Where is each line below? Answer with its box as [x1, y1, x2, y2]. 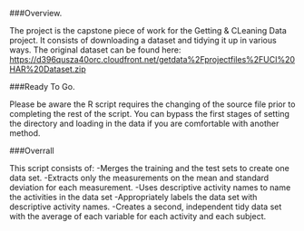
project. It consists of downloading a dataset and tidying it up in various [9, 35, 277, 45]
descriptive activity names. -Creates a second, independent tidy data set [9, 201, 282, 212]
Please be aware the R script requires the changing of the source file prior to [9, 99, 296, 110]
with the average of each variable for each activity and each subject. [9, 211, 267, 221]
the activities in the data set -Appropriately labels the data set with [9, 192, 258, 202]
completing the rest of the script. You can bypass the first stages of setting [9, 109, 290, 119]
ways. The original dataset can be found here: [9, 44, 181, 55]
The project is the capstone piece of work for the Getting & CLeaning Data [9, 25, 288, 35]
